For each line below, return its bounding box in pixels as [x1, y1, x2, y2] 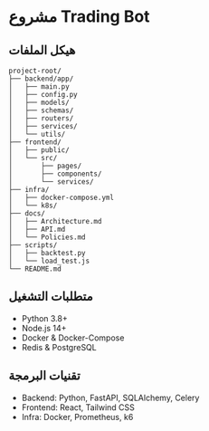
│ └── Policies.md [8, 233, 87, 242]
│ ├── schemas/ [8, 106, 74, 115]
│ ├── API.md [8, 225, 66, 234]
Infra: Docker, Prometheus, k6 [21, 411, 134, 422]
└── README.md [8, 264, 62, 273]
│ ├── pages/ [8, 161, 82, 170]
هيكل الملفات [8, 43, 76, 58]
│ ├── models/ [8, 98, 70, 107]
